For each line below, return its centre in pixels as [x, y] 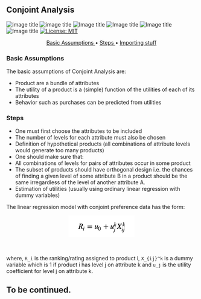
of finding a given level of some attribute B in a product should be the [101, 176]
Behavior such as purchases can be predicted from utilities [88, 103]
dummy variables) [37, 195]
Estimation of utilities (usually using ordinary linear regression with [97, 189]
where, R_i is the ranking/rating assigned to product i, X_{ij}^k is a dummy [100, 259]
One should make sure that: [49, 157]
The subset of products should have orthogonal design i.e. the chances [104, 170]
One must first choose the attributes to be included [78, 131]
